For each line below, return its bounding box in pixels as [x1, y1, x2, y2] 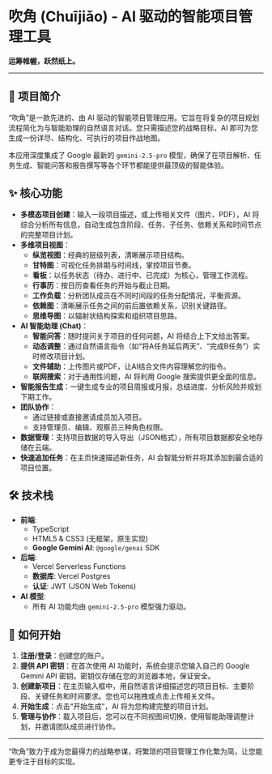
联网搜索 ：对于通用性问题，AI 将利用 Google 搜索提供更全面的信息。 [32, 371, 261, 381]
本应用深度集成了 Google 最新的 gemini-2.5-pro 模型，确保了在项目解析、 [8, 150, 255, 160]
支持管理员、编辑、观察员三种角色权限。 [32, 422, 168, 432]
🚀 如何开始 [8, 627, 61, 641]
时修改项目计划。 [32, 351, 90, 361]
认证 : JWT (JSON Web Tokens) [32, 581, 136, 592]
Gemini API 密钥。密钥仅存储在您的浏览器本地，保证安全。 [19, 671, 215, 681]
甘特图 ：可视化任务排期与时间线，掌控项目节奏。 [32, 260, 196, 270]
